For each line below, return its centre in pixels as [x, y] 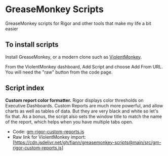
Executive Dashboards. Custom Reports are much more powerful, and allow [84, 105]
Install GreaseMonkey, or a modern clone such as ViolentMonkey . [74, 57]
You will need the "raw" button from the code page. [59, 72]
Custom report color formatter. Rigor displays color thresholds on [74, 100]
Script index [25, 88]
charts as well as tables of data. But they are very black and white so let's [82, 111]
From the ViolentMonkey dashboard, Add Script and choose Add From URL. [84, 66]
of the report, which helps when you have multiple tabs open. [69, 122]
